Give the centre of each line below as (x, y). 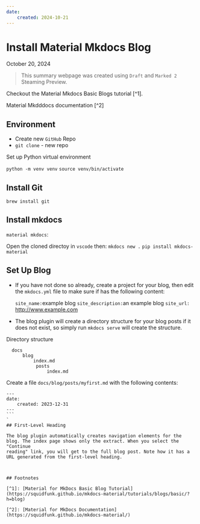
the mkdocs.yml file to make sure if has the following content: (90, 291)
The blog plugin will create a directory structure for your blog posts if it (103, 321)
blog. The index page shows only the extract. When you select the (93, 441)
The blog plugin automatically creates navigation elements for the (94, 436)
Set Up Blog (29, 270)
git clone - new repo (42, 145)
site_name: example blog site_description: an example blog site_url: (102, 303)
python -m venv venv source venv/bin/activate (65, 169)
